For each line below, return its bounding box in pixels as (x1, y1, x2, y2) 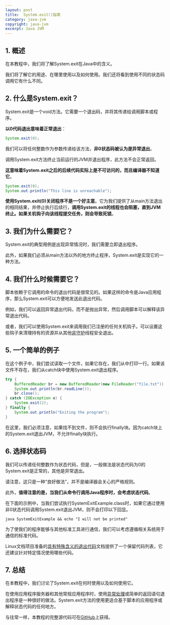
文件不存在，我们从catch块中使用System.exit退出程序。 (5, 366, 121, 373)
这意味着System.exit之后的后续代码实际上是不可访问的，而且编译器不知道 (5, 167, 160, 173)
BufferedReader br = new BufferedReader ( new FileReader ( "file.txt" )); (14, 381, 166, 387)
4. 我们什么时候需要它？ (5, 275, 80, 283)
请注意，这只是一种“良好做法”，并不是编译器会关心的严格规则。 (5, 479, 138, 485)
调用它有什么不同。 (5, 78, 46, 84)
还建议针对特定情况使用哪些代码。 (5, 549, 76, 556)
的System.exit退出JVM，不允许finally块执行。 (5, 430, 101, 436)
